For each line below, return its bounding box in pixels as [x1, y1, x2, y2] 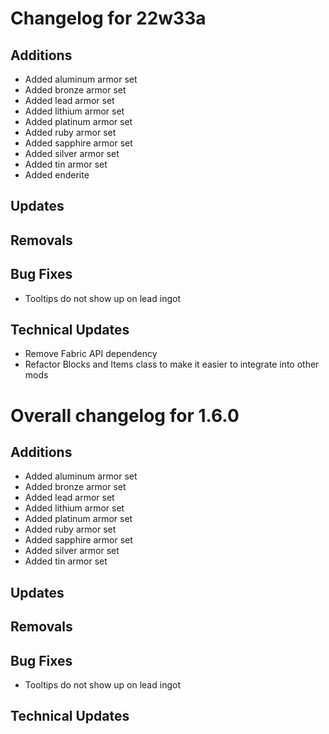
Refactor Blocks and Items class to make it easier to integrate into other [24, 358, 320, 371]
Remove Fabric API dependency [24, 348, 158, 360]
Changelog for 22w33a [10, 7, 207, 30]
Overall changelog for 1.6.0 [10, 404, 240, 427]
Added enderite [24, 169, 90, 181]
